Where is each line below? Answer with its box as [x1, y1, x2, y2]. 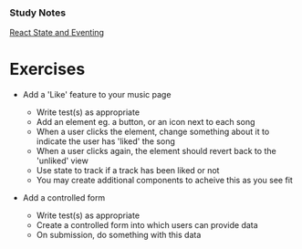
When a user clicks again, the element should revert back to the [36, 146, 276, 157]
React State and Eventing [9, 27, 105, 38]
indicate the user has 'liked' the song [36, 136, 176, 147]
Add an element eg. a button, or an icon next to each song [36, 117, 255, 128]
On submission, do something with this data [36, 230, 202, 241]
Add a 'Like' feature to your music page [22, 89, 172, 100]
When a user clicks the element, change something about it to [36, 126, 270, 138]
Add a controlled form [22, 192, 106, 203]
